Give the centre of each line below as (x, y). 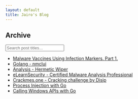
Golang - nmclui (30, 64)
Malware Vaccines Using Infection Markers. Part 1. (65, 58)
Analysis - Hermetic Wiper (40, 70)
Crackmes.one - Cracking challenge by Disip (60, 80)
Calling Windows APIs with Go (44, 91)
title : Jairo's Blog (27, 15)
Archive (18, 35)
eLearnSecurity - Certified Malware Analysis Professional (73, 75)
